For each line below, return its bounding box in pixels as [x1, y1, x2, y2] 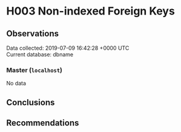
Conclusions [6, 97, 55, 107]
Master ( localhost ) [6, 65, 62, 74]
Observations [6, 28, 59, 39]
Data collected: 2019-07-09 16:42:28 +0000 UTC [6, 44, 130, 51]
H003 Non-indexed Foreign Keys [6, 4, 176, 18]
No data [6, 80, 26, 87]
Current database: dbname [6, 51, 74, 58]
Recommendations [6, 118, 79, 128]
